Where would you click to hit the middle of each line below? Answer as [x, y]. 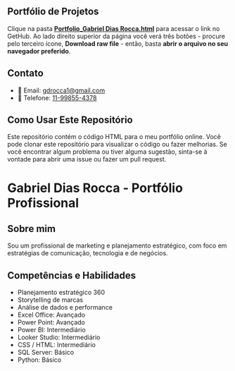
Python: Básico [39, 360]
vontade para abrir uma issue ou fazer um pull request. [87, 159]
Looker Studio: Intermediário [59, 337]
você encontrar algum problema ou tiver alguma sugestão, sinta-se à [107, 152]
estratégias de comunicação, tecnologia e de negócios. [88, 253]
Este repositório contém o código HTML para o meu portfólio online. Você [114, 137]
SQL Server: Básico [46, 353]
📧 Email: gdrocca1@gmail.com [61, 90]
